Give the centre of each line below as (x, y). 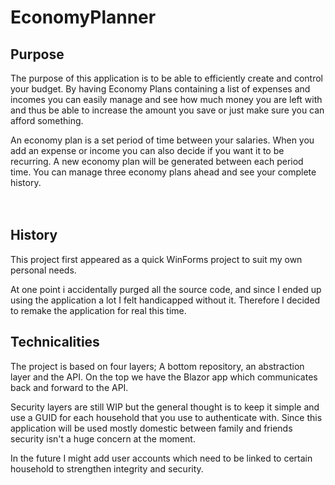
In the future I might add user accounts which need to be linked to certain (161, 458)
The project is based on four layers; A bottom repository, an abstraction (157, 366)
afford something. (47, 120)
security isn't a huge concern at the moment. (103, 438)
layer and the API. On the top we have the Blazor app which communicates (164, 377)
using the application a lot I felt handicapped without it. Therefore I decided (165, 300)
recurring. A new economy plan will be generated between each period (157, 161)
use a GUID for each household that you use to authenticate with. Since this (166, 417)
